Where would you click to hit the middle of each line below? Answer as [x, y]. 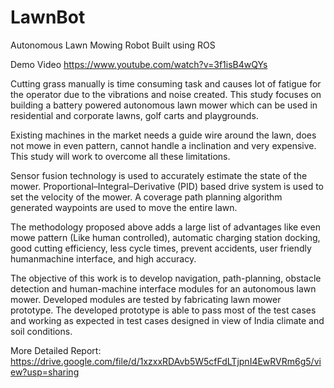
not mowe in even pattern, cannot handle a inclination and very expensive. [163, 145]
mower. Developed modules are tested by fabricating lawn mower [146, 299]
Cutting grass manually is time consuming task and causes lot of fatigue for [166, 83]
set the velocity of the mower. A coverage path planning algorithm [146, 197]
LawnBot [48, 17]
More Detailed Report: [56, 350]
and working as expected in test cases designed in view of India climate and [167, 320]
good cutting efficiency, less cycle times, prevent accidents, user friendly [161, 248]
